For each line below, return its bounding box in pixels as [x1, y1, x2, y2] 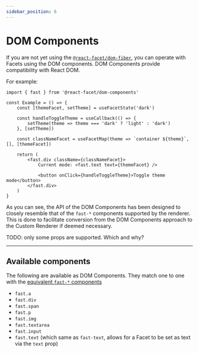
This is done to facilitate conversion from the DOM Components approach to [6, 216, 192, 223]
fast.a [14, 291, 31, 297]
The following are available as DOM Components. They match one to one [6, 272, 185, 279]
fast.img [14, 316, 37, 322]
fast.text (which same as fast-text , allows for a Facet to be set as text [14, 334, 191, 341]
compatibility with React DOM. [6, 66, 81, 73]
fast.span [14, 303, 40, 310]
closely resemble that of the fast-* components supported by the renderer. [6, 210, 191, 217]
